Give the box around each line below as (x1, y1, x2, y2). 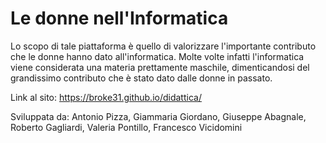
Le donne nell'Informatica (10, 7, 229, 30)
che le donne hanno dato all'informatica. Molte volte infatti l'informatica (10, 50, 305, 62)
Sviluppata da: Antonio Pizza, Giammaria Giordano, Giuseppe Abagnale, (10, 110, 307, 122)
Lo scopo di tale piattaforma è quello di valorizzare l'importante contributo (10, 40, 317, 52)
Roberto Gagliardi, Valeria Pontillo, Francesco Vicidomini (10, 121, 243, 133)
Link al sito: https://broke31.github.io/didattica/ (10, 91, 202, 103)
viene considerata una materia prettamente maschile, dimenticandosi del (10, 61, 310, 73)
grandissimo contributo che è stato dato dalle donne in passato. (10, 72, 273, 84)
